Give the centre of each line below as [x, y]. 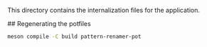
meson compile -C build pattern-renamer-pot [74, 36]
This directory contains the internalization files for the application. [104, 10]
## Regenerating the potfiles [49, 23]
